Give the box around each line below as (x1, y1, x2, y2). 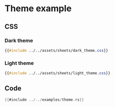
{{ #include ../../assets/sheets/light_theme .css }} (4, 71, 111, 76)
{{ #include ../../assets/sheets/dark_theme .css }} (4, 48, 109, 53)
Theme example (4, 3, 72, 14)
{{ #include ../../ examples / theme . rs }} (4, 97, 84, 102)
